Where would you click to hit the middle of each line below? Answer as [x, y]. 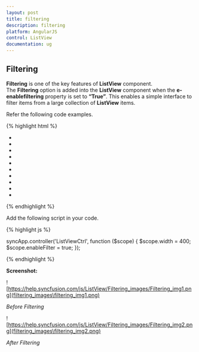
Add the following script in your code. [52, 218]
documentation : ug [29, 44]
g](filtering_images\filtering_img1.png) [53, 295]
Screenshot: [22, 271]
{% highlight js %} [28, 229]
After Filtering [23, 342]
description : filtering [36, 25]
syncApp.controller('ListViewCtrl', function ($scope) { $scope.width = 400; [99, 241]
